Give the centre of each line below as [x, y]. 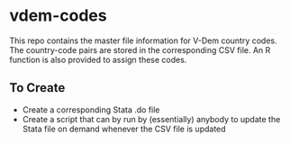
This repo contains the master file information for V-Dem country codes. [143, 40]
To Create [37, 88]
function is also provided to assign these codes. [98, 59]
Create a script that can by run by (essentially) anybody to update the [151, 119]
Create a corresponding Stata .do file [91, 110]
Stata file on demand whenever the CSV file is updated [124, 129]
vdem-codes [58, 16]
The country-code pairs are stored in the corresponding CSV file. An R [140, 49]
